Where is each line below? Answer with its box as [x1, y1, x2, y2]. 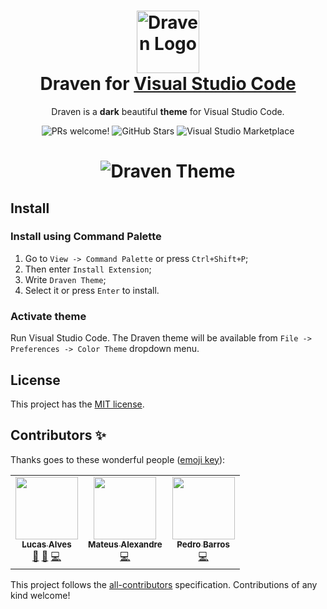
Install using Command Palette [10, 230, 162, 244]
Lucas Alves [21, 538, 72, 550]
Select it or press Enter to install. [24, 284, 160, 296]
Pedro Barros [176, 538, 230, 550]
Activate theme [10, 309, 87, 323]
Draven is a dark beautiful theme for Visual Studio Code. [51, 105, 285, 117]
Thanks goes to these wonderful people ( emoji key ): [10, 453, 226, 465]
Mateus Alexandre [88, 538, 163, 550]
